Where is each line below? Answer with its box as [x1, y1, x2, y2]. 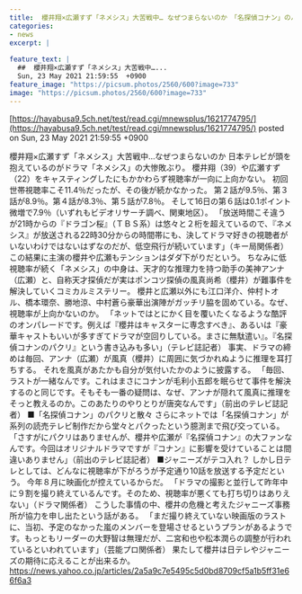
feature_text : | [9, 55, 70, 64]
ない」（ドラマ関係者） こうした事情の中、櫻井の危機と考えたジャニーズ [9, 499, 275, 510]
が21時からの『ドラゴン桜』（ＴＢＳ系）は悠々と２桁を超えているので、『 [9, 217, 277, 229]
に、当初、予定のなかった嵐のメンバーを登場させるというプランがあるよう [9, 521, 285, 532]
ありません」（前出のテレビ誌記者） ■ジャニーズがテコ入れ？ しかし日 [24, 454, 284, 465]
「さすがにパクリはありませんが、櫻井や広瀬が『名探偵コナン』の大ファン [9, 431, 285, 442]
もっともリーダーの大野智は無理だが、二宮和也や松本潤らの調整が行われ [23, 532, 292, 544]
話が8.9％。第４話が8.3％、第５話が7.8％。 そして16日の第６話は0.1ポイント [9, 195, 292, 207]
